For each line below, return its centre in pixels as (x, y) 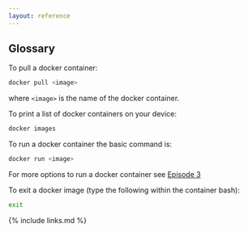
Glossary (32, 49)
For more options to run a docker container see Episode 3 (105, 175)
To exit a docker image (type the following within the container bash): (124, 190)
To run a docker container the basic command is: (90, 144)
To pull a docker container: (53, 68)
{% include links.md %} (48, 220)
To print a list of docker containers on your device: (92, 114)
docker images (32, 129)
